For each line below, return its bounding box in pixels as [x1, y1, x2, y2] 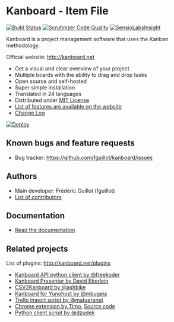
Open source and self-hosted [14, 78, 87, 85]
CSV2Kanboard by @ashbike [14, 284, 86, 291]
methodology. [6, 42, 40, 49]
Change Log [14, 109, 46, 116]
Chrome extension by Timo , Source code [14, 303, 116, 310]
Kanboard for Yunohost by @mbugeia [14, 290, 107, 298]
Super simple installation [14, 83, 75, 91]
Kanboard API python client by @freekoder [14, 271, 120, 278]
